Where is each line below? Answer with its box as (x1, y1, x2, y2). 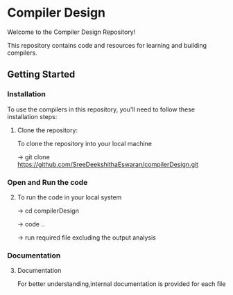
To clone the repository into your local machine (17, 139, 153, 147)
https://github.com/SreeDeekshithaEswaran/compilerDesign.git (17, 160, 199, 168)
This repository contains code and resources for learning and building (7, 41, 207, 49)
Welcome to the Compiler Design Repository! (7, 28, 136, 36)
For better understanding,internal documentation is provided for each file (17, 280, 226, 288)
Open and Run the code (7, 177, 88, 187)
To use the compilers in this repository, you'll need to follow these (7, 105, 196, 114)
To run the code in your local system (17, 193, 122, 202)
